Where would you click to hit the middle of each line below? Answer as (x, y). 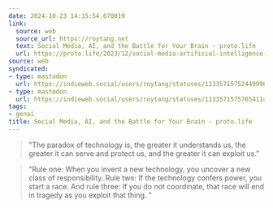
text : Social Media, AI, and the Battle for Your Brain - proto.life (136, 46)
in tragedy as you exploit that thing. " (90, 195)
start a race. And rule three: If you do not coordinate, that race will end (146, 186)
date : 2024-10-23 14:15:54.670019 (67, 16)
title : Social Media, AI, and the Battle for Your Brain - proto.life (130, 122)
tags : (17, 106)
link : (17, 24)
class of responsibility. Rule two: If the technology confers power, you (145, 178)
